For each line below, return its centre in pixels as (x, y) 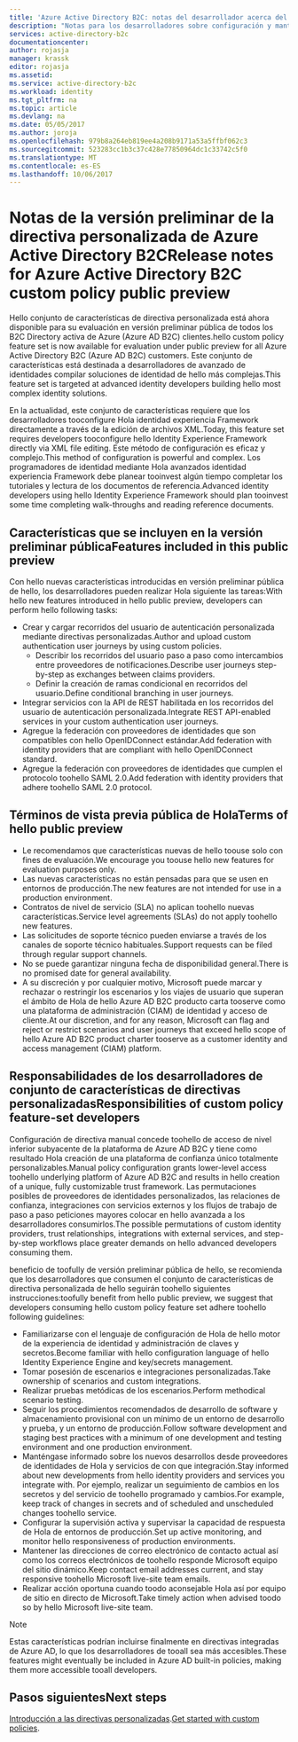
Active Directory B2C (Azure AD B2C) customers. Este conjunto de (131, 356)
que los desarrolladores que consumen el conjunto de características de (141, 1279)
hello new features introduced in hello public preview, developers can (136, 600)
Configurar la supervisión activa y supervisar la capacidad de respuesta (153, 1522)
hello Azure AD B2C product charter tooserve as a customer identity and (155, 1039)
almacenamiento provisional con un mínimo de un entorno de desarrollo (153, 1418)
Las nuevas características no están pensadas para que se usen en (145, 878)
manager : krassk (39, 59)
